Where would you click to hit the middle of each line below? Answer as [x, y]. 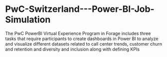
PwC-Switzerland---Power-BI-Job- [80, 9]
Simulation [28, 20]
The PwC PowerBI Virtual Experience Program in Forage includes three [78, 33]
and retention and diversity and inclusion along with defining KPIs [73, 49]
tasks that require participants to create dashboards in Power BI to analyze [82, 39]
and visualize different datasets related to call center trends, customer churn [84, 44]
